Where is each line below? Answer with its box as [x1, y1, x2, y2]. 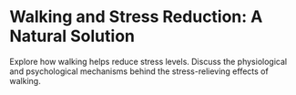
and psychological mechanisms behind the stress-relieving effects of [9, 66, 269, 77]
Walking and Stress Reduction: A [9, 6, 263, 27]
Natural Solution [9, 26, 135, 47]
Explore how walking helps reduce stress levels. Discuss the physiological [9, 56, 288, 67]
